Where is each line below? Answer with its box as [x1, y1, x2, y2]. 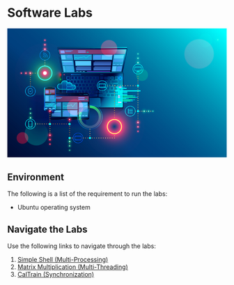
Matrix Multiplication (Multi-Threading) [17, 263, 129, 271]
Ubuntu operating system [17, 203, 91, 212]
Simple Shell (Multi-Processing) [17, 256, 109, 264]
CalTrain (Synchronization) [17, 270, 95, 279]
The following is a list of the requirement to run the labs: [7, 190, 168, 198]
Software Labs [7, 5, 93, 21]
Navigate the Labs [7, 223, 88, 235]
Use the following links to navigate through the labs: [7, 242, 157, 250]
